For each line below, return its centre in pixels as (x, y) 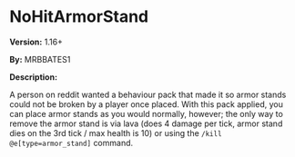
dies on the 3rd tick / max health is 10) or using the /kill (116, 132)
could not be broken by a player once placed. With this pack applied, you (147, 104)
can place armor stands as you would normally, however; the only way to (147, 113)
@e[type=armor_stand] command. (71, 142)
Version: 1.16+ (36, 42)
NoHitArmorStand (79, 17)
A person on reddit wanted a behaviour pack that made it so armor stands (148, 94)
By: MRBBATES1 (40, 59)
